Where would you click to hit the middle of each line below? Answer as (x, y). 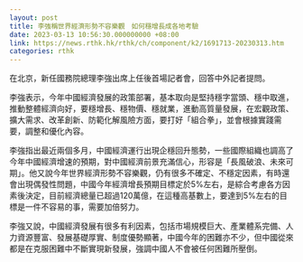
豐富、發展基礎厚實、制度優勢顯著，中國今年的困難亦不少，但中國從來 (163, 238)
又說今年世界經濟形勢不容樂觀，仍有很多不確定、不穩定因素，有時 (159, 173)
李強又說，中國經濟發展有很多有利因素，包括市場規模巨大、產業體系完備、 (147, 226)
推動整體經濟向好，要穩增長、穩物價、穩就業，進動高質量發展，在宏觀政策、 (151, 108)
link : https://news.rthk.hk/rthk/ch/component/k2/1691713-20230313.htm (147, 43)
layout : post (34, 18)
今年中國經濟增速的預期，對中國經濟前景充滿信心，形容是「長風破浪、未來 (147, 162)
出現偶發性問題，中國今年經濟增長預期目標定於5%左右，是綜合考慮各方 (150, 184)
